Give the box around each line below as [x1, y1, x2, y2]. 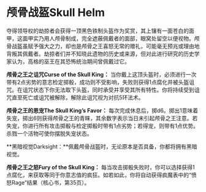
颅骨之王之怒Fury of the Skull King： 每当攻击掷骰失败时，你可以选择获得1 [6, 163, 195, 171]
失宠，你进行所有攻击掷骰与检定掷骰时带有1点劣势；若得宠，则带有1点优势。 [6, 122, 199, 129]
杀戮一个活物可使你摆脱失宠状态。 [6, 129, 93, 137]
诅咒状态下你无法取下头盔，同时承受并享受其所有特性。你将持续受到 [22, 86, 194, 93]
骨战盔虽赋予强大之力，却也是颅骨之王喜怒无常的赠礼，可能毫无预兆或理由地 [6, 42, 200, 50]
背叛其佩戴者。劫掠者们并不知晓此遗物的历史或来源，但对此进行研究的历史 [6, 50, 194, 57]
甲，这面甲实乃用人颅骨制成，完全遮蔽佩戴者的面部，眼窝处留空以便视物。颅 [6, 34, 200, 42]
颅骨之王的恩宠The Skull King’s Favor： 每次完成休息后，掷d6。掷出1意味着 [6, 107, 198, 114]
